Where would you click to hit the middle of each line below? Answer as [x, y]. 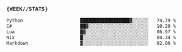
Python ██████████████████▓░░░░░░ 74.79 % [91, 21]
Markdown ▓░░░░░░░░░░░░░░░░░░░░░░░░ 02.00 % [91, 43]
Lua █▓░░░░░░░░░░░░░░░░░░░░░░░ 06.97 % [91, 32]
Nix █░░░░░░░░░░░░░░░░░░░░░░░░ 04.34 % [91, 37]
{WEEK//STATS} [27, 9]
